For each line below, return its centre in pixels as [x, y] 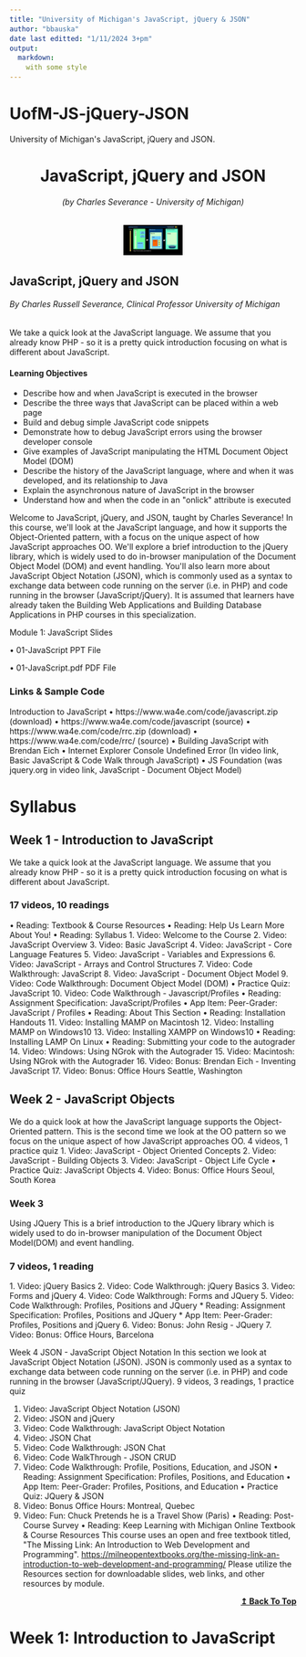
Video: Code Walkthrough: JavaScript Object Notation [124, 1429]
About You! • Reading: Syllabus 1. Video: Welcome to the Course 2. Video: [148, 934]
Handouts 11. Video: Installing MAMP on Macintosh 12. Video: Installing [142, 1022]
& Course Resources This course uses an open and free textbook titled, [157, 1536]
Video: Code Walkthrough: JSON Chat [94, 1448]
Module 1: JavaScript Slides [61, 633]
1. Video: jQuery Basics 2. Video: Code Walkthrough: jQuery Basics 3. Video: [153, 1286]
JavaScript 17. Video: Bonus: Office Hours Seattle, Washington [126, 1071]
